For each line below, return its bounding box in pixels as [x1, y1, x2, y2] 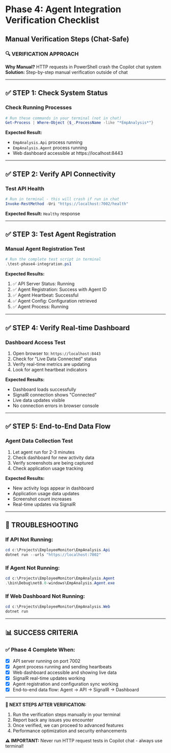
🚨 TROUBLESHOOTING [5, 521, 79, 529]
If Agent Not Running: [5, 564, 60, 571]
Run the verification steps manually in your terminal [12, 712, 121, 718]
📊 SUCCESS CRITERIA [5, 628, 78, 637]
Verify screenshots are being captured [12, 460, 94, 466]
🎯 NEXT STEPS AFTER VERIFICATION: [5, 702, 87, 708]
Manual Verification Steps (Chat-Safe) [5, 35, 129, 43]
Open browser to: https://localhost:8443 [12, 350, 101, 356]
